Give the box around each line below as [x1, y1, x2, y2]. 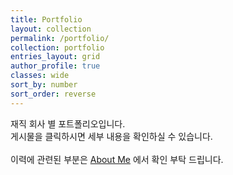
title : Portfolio [10, 14, 83, 25]
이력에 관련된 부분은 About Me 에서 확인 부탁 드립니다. [10, 153, 224, 165]
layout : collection [10, 24, 92, 34]
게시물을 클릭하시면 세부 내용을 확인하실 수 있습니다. [10, 130, 213, 142]
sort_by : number [10, 80, 78, 90]
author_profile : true [10, 61, 101, 71]
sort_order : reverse [10, 89, 97, 99]
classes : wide [10, 71, 70, 81]
